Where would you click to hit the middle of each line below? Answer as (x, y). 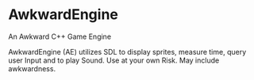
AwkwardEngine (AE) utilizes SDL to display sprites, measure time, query (127, 51)
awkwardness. (32, 68)
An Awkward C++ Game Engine (60, 36)
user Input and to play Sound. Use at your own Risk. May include (114, 60)
